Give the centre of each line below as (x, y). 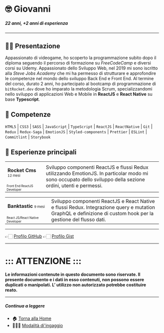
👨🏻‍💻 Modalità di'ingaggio (38, 326)
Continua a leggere (25, 306)
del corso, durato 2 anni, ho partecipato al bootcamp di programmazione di (81, 84)
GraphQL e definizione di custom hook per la (102, 214)
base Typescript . (22, 99)
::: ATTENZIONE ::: (43, 261)
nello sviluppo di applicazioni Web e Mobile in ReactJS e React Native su (79, 94)
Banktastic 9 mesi (26, 206)
